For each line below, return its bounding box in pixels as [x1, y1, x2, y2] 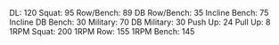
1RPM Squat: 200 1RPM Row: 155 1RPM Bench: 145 [9, 26, 195, 36]
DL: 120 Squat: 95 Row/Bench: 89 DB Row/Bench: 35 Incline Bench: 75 [9, 8, 269, 18]
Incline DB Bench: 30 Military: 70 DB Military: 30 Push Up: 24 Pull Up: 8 [9, 17, 271, 27]
